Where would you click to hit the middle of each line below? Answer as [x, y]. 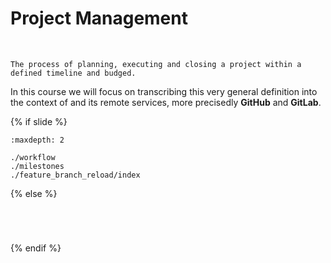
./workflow [33, 157]
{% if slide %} [39, 121]
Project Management [99, 18]
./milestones [37, 166]
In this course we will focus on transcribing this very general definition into [164, 91]
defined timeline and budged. [73, 73]
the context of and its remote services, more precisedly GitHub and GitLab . [166, 102]
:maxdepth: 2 [37, 140]
